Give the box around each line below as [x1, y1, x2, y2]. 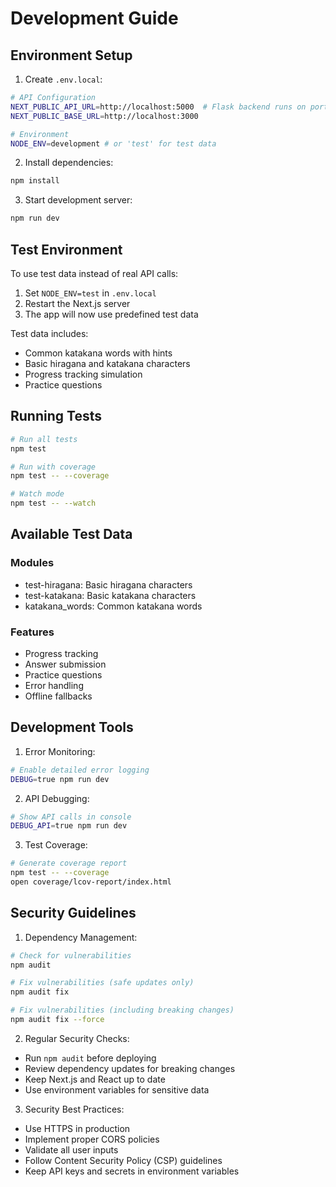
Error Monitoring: [24, 745, 96, 757]
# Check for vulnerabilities [10, 950, 132, 961]
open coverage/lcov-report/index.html [10, 877, 172, 887]
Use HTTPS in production [24, 1122, 131, 1134]
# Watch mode [10, 489, 65, 499]
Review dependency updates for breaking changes [24, 1062, 236, 1074]
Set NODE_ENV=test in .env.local [24, 287, 157, 299]
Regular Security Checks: [24, 1032, 130, 1044]
